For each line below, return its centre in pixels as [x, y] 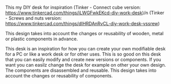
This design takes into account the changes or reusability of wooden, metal [84, 33]
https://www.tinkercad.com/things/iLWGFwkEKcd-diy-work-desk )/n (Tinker [85, 13]
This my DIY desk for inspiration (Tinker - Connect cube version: [73, 7]
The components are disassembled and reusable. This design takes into [81, 70]
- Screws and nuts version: [34, 18]
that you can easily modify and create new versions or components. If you [83, 60]
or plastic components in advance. [42, 39]
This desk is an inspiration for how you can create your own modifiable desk [86, 49]
